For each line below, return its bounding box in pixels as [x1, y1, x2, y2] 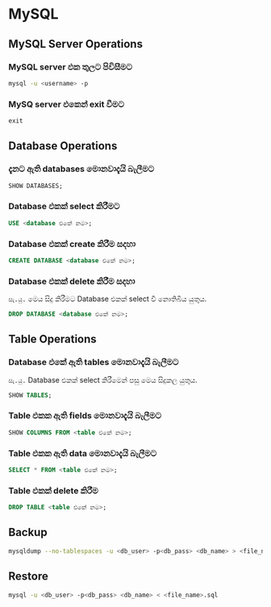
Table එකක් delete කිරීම [8, 485, 98, 496]
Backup [8, 525, 48, 539]
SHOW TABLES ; [8, 391, 52, 400]
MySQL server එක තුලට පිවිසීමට [8, 61, 133, 73]
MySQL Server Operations [8, 37, 144, 51]
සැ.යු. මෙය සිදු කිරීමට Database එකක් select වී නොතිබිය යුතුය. [8, 294, 207, 303]
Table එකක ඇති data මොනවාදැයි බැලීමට [8, 447, 157, 458]
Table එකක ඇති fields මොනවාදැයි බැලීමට [8, 410, 161, 421]
